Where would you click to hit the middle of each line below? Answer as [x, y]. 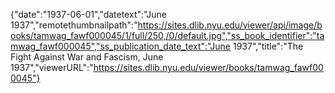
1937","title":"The [268, 46]
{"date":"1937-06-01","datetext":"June [88, 14]
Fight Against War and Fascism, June [87, 57]
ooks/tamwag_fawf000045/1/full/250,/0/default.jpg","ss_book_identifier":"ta [167, 35]
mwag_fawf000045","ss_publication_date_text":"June [121, 46]
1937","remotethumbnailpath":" [74, 25]
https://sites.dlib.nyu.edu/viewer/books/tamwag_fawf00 [208, 67]
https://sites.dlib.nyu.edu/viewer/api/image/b [230, 25]
